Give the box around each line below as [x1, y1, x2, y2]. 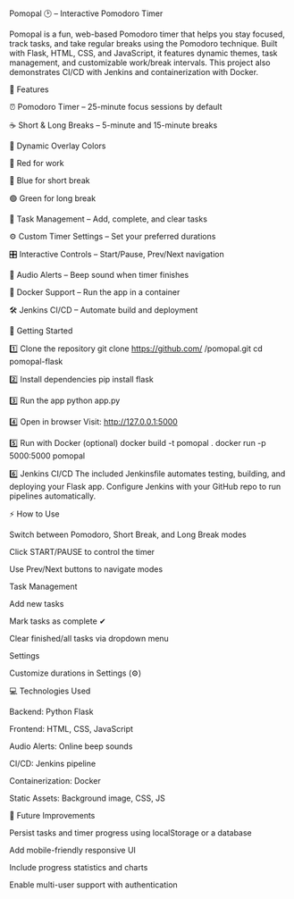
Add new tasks [9, 599, 64, 609]
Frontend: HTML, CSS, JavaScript [9, 724, 134, 734]
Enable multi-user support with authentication [9, 879, 179, 890]
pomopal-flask [9, 357, 63, 366]
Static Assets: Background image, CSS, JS [9, 793, 165, 803]
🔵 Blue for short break [9, 175, 90, 186]
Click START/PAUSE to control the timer [9, 547, 155, 557]
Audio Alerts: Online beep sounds [9, 741, 133, 752]
